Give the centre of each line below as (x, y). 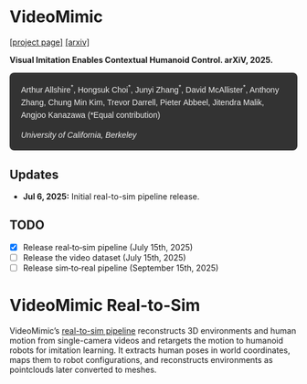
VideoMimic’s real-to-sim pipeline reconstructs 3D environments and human (153, 330)
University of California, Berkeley (79, 135)
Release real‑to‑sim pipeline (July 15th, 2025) (108, 247)
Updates (34, 174)
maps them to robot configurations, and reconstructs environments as (141, 359)
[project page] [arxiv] (49, 42)
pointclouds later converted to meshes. (83, 369)
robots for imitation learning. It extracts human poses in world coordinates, (150, 350)
